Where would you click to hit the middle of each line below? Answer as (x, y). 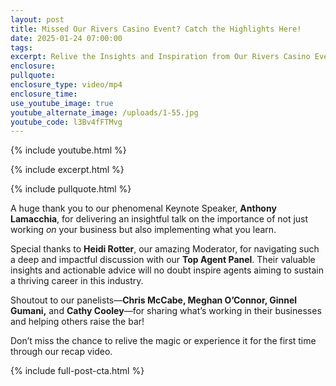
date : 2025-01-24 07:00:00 (66, 38)
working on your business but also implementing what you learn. (143, 230)
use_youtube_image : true (62, 103)
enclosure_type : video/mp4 (66, 85)
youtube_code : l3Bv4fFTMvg (66, 122)
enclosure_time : (44, 94)
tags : (21, 47)
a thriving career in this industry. (77, 281)
